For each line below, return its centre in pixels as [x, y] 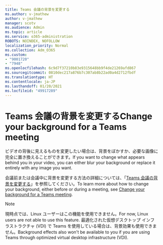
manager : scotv [20, 23]
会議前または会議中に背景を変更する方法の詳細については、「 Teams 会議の [80, 178]
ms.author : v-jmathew [27, 14]
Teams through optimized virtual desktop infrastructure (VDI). [67, 238]
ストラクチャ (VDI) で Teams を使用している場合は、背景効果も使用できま [83, 226]
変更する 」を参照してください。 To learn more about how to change [81, 184]
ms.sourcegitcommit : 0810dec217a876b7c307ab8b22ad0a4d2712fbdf [71, 73]
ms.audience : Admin [25, 28]
